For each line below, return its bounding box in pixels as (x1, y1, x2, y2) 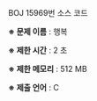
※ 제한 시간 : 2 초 (8, 45, 68, 55)
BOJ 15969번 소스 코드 (8, 8, 89, 18)
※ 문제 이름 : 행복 (8, 26, 68, 37)
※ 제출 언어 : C (8, 83, 59, 92)
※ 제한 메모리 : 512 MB (8, 64, 87, 74)
